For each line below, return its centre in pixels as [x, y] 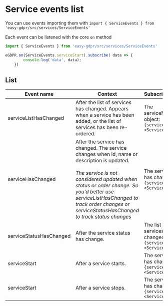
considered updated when [106, 179]
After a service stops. [100, 288]
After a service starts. [100, 264]
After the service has [100, 142]
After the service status [103, 233]
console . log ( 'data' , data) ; [52, 60]
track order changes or [102, 204]
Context [107, 94]
